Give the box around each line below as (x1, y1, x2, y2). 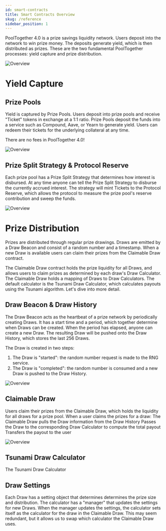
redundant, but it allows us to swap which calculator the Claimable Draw (5, 515, 154, 521)
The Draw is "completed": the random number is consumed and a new (12, 365, 158, 371)
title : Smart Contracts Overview (5, 12, 75, 17)
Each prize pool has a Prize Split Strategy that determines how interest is (5, 174, 155, 180)
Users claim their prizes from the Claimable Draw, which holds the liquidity (5, 408, 158, 414)
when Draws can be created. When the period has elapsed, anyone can (5, 324, 153, 330)
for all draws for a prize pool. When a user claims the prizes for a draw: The (5, 413, 161, 419)
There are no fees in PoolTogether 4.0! (5, 137, 85, 143)
